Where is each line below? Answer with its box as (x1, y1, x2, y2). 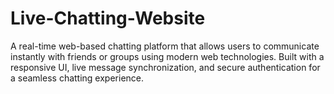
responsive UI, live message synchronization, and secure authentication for (10, 61, 321, 73)
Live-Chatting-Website (10, 7, 206, 30)
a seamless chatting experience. (10, 72, 145, 84)
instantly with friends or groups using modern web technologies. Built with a (10, 50, 325, 62)
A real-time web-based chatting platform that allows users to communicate (10, 40, 320, 52)
